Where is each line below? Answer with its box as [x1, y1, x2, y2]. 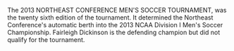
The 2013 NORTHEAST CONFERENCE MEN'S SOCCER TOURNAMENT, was [7, 6, 227, 14]
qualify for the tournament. [7, 36, 85, 44]
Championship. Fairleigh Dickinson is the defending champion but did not [7, 28, 221, 36]
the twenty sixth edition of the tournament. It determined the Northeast [7, 13, 214, 22]
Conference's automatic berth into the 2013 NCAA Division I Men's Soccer [7, 21, 223, 29]
